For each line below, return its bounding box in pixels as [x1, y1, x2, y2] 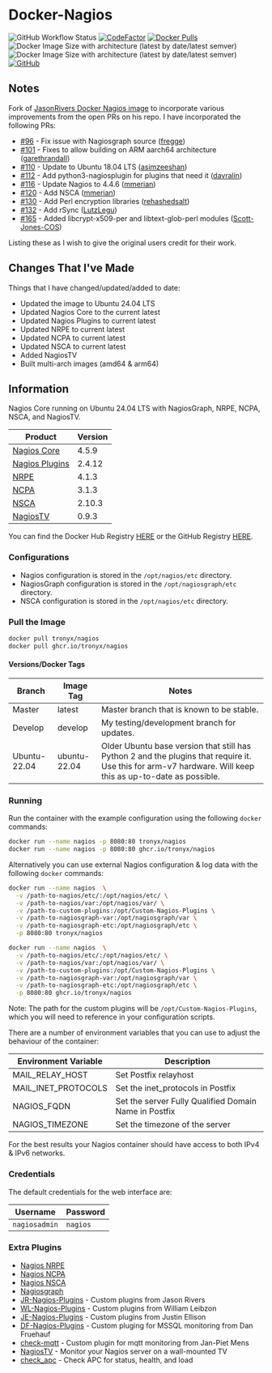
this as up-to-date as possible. [100, 771, 220, 782]
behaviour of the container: [8, 1036, 100, 1046]
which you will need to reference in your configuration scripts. [8, 1012, 216, 1022]
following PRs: [8, 120, 57, 130]
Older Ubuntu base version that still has [100, 740, 252, 751]
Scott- [233, 213, 254, 223]
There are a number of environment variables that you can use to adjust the [8, 1028, 261, 1038]
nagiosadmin [12, 1220, 59, 1229]
